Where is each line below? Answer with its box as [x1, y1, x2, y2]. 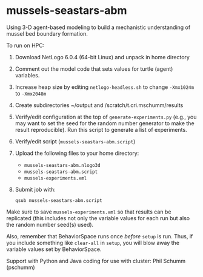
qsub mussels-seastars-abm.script [15, 197, 102, 203]
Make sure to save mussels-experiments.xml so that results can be [6, 208, 171, 215]
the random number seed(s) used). [6, 221, 94, 228]
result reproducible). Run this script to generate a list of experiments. [15, 126, 187, 133]
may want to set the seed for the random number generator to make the [15, 119, 195, 127]
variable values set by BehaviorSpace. [6, 246, 102, 253]
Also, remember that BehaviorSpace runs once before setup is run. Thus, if [6, 232, 193, 240]
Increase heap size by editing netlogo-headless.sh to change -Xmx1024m [15, 83, 195, 91]
